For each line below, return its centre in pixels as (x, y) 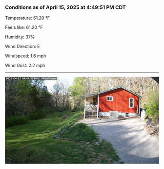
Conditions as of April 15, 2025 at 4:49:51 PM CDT (65, 7)
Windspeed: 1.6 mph (26, 56)
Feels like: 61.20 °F (24, 27)
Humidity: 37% (20, 37)
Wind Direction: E (22, 47)
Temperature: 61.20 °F (28, 18)
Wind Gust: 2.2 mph (25, 66)
